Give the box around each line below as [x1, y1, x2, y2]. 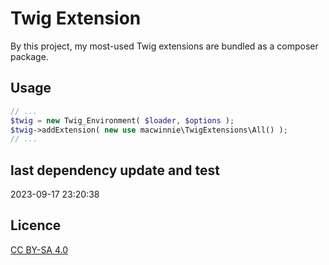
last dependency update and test [10, 162, 220, 179]
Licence [10, 217, 62, 234]
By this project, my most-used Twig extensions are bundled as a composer [10, 40, 319, 52]
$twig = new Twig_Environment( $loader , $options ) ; [10, 115, 235, 126]
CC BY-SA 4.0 [10, 243, 69, 256]
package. [10, 50, 49, 62]
